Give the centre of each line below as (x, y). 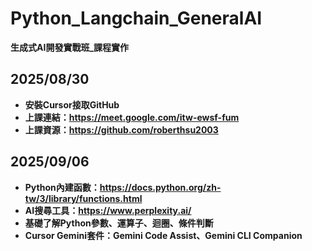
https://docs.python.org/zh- (160, 187)
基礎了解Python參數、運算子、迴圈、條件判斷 (119, 223)
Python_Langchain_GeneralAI (136, 18)
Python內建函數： (62, 187)
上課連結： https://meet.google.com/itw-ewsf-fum (132, 117)
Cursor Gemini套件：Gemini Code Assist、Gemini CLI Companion (163, 235)
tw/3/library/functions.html (83, 198)
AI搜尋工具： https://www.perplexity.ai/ (108, 210)
